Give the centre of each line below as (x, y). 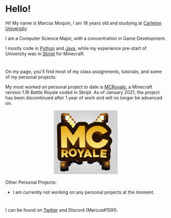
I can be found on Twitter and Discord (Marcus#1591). (62, 210)
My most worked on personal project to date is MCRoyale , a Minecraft (79, 87)
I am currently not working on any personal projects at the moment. (83, 192)
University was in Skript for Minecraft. (45, 54)
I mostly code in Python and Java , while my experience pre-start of (76, 48)
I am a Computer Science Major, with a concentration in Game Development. (86, 38)
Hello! (18, 9)
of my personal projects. (31, 77)
